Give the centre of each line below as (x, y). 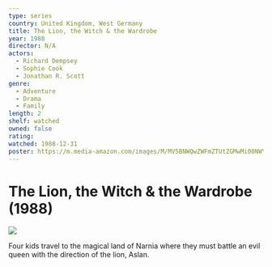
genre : (19, 83)
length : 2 (25, 114)
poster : (21, 151)
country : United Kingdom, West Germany (76, 23)
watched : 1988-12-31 (43, 144)
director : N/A (32, 46)
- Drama (29, 99)
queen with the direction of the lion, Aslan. (79, 255)
